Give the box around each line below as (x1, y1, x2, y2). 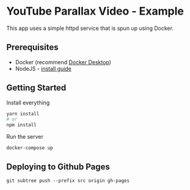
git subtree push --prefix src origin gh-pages (6, 178, 130, 184)
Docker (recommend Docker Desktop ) (15, 58, 112, 65)
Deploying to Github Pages (6, 161, 110, 172)
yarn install (6, 111, 40, 117)
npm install (6, 122, 37, 128)
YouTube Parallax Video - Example (6, 4, 185, 18)
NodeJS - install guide (15, 65, 72, 72)
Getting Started (6, 82, 67, 93)
